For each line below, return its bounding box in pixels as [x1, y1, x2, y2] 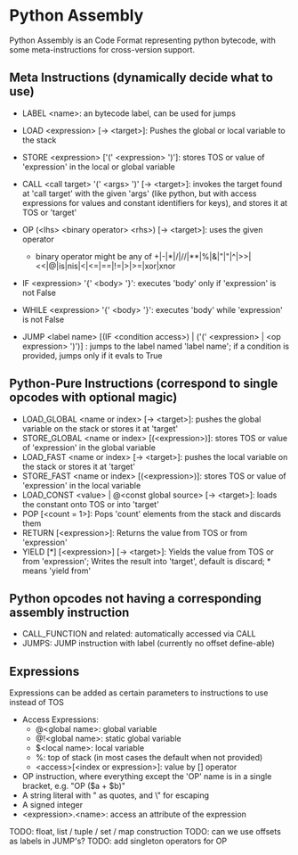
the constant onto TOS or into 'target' [21, 498, 160, 509]
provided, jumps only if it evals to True [21, 349, 163, 361]
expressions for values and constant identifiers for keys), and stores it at [21, 197, 287, 208]
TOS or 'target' [21, 207, 77, 218]
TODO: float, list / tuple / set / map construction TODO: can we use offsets [9, 826, 282, 837]
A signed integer [21, 800, 83, 810]
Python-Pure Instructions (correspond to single [9, 376, 278, 391]
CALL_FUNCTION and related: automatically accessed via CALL [21, 629, 256, 639]
